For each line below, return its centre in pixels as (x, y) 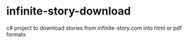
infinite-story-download (68, 11)
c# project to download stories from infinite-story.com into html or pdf (94, 28)
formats (16, 34)
